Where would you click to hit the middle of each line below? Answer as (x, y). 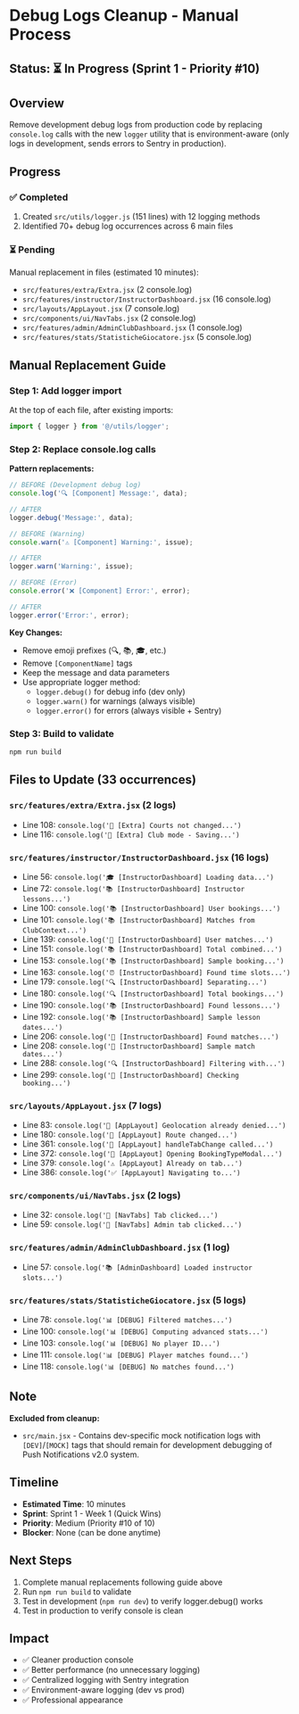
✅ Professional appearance (72, 1700)
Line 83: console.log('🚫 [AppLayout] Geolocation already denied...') (154, 1125)
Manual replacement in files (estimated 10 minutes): (104, 272)
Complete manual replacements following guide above (122, 1582)
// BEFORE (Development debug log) (75, 485)
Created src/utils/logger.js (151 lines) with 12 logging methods (141, 217)
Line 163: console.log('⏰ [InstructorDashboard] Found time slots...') (156, 972)
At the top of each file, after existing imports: (91, 410)
